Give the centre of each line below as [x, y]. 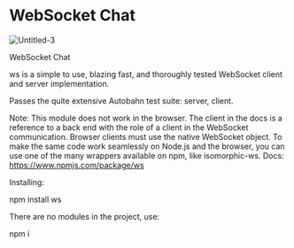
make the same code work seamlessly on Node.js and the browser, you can [147, 146]
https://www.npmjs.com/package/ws [77, 165]
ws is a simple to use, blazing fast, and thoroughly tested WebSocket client [146, 74]
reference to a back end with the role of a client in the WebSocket [129, 127]
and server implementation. [59, 83]
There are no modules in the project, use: [85, 216]
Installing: [27, 182]
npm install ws [35, 199]
